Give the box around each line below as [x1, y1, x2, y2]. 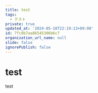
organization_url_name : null [5, 36, 67, 41]
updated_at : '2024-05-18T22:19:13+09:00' [5, 26, 94, 31]
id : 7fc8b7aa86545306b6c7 [5, 31, 60, 36]
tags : [5, 12, 17, 17]
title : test [5, 7, 30, 13]
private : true [5, 21, 35, 27]
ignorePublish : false [5, 45, 51, 50]
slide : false [5, 40, 33, 45]
